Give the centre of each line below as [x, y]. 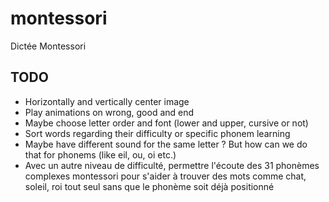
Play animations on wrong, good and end [109, 112]
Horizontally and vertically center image [107, 101]
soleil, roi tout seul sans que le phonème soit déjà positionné [149, 186]
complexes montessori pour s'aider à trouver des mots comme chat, [165, 176]
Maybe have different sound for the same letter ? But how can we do [166, 144]
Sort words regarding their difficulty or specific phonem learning [157, 133]
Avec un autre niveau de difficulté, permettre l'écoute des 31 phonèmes [172, 165]
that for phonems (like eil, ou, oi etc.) [100, 154]
